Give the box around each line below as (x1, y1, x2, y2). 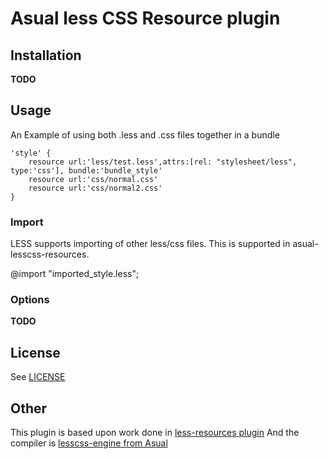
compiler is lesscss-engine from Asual (10, 437, 168, 449)
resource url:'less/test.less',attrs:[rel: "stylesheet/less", (28, 157, 298, 167)
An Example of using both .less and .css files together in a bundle (10, 128, 280, 141)
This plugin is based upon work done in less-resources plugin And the (10, 427, 300, 439)
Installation (10, 47, 82, 64)
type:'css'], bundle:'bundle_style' (10, 165, 163, 176)
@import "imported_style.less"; (10, 268, 140, 280)
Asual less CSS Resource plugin (10, 7, 281, 30)
